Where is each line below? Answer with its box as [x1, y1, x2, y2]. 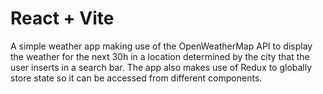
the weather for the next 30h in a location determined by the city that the [10, 50, 310, 62]
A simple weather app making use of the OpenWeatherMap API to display [10, 40, 313, 52]
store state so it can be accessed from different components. [10, 72, 263, 84]
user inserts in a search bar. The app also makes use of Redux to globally [10, 61, 313, 73]
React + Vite [10, 7, 115, 30]
